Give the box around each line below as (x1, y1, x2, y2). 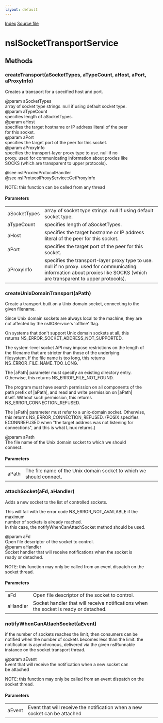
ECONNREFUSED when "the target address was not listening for (5, 420, 133, 425)
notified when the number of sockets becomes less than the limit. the (5, 636, 144, 642)
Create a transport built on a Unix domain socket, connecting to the (5, 301, 140, 307)
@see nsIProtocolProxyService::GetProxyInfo (5, 175, 96, 181)
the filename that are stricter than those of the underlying (5, 350, 120, 355)
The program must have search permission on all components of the (5, 384, 142, 390)
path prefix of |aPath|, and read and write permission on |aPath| (5, 389, 132, 395)
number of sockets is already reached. (5, 519, 82, 525)
